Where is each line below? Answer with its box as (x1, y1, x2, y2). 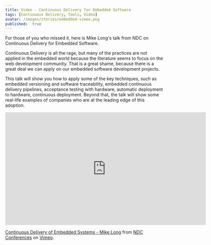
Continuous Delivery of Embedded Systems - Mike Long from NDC (5, 229, 143, 235)
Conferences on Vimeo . (5, 234, 54, 240)
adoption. (5, 102, 25, 108)
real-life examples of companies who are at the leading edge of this (5, 97, 145, 103)
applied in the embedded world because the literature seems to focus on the (5, 56, 163, 62)
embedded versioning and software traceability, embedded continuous (5, 81, 152, 87)
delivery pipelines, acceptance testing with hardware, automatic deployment (5, 86, 163, 93)
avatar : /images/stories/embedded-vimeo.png (5, 17, 100, 22)
